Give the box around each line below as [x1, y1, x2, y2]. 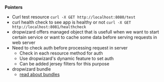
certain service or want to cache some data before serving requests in [11, 34, 157, 40]
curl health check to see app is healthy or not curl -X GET [11, 19, 131, 25]
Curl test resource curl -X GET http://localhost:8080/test [11, 14, 136, 19]
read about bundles [19, 71, 60, 77]
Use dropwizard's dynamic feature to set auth [19, 55, 114, 61]
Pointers [4, 4, 23, 10]
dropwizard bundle [11, 66, 51, 72]
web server [11, 39, 35, 45]
